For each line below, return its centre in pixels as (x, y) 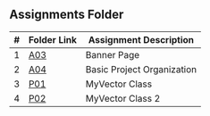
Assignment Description (141, 39)
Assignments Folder (67, 15)
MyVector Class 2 (123, 98)
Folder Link (53, 39)
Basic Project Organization (141, 69)
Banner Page (113, 54)
